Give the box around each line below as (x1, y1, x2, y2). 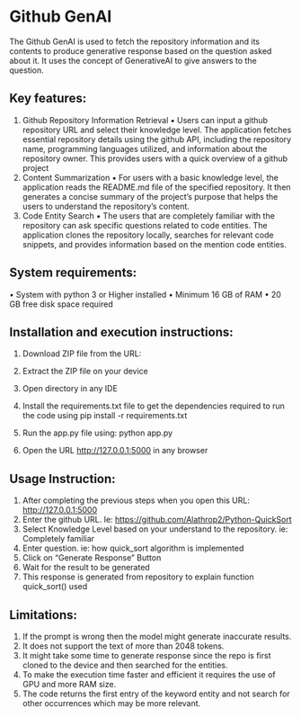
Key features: (9, 91, 87, 106)
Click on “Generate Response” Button (22, 552, 162, 563)
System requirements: (9, 265, 137, 281)
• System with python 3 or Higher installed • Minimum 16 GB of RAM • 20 (9, 289, 281, 300)
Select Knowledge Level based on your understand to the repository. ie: (22, 524, 288, 534)
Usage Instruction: (9, 471, 116, 487)
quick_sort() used (22, 581, 88, 592)
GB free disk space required (9, 299, 114, 309)
